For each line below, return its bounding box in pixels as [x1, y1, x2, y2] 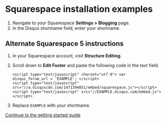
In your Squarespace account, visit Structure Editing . [12, 53, 122, 59]
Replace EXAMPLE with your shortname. [12, 102, 91, 108]
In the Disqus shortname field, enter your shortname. [12, 25, 120, 31]
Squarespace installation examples [5, 3, 153, 15]
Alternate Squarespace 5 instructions [5, 40, 124, 48]
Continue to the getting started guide [5, 112, 81, 118]
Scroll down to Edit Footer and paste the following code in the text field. [12, 62, 160, 68]
